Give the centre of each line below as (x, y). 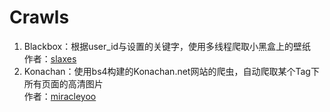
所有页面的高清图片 (63, 83)
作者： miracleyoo (60, 96)
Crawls (39, 17)
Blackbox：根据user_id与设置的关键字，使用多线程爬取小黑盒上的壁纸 (167, 46)
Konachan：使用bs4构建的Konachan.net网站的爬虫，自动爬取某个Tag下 (171, 71)
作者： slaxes (50, 58)
